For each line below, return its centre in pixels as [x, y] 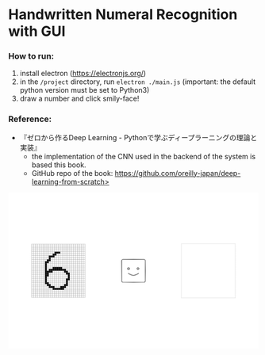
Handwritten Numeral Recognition [123, 15]
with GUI [37, 31]
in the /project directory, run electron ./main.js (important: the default [138, 82]
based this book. [59, 165]
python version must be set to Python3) [84, 90]
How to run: [31, 56]
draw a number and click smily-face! [79, 99]
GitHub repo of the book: [72, 173]
